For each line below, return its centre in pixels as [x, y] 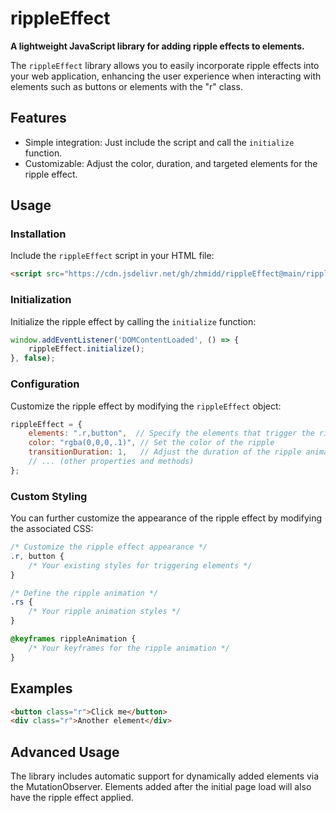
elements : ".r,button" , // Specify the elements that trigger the [171, 433]
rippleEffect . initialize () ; [86, 349]
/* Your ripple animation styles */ [105, 612]
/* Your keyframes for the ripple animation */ [129, 648]
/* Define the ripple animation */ [84, 593]
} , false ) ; [33, 358]
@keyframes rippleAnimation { [73, 639]
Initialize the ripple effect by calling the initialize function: [133, 321]
